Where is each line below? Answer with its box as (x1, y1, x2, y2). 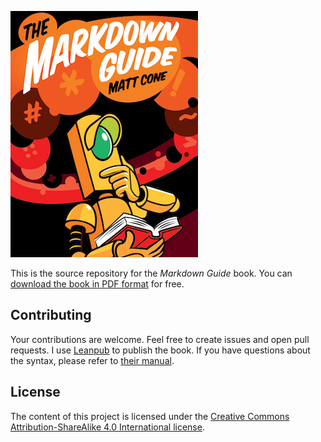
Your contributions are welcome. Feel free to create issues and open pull (10, 333, 310, 345)
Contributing (10, 307, 92, 324)
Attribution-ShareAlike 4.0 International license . (10, 421, 205, 433)
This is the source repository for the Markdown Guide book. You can (10, 267, 293, 279)
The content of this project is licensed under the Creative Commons (10, 410, 290, 422)
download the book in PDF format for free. (10, 278, 185, 290)
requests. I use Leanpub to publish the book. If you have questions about (10, 344, 311, 356)
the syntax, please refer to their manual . (10, 354, 175, 366)
